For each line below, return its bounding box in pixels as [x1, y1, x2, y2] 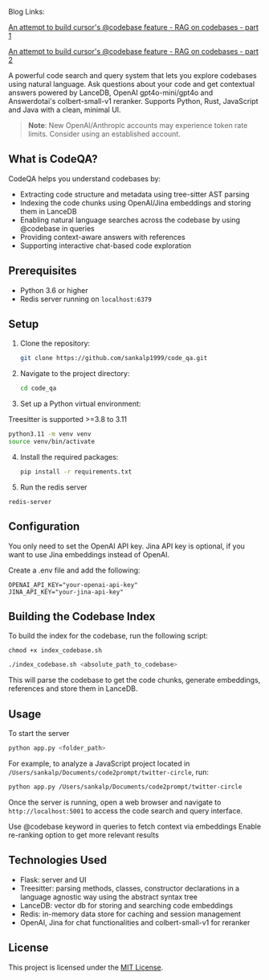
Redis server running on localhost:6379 [19, 294, 153, 304]
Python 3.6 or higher [19, 285, 88, 295]
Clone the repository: [19, 338, 91, 349]
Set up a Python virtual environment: [19, 399, 141, 409]
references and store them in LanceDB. [8, 684, 138, 693]
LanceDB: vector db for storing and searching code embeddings [19, 900, 234, 910]
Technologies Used [8, 854, 107, 867]
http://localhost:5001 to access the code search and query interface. [8, 805, 243, 816]
